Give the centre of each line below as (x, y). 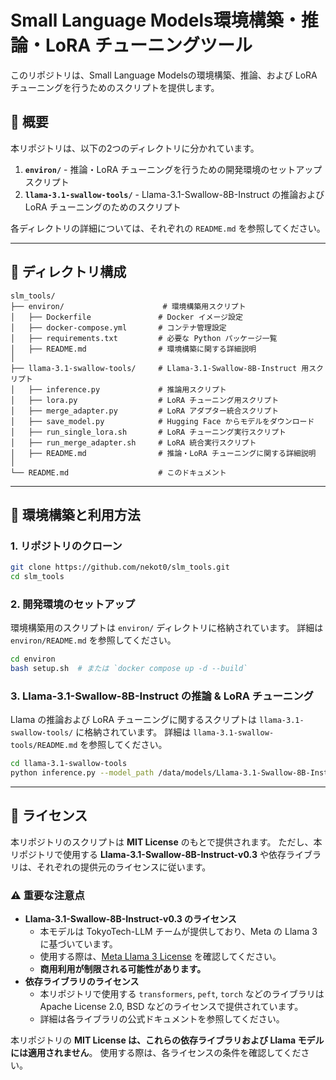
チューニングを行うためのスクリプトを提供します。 (115, 87)
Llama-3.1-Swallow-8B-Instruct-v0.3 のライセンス (130, 919)
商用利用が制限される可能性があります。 (123, 969)
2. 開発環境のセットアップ (73, 604)
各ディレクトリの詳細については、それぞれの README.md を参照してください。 (168, 228)
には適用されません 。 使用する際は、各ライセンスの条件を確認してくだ (156, 1053)
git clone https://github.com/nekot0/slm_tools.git (120, 567)
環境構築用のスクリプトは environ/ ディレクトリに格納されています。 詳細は (167, 628)
